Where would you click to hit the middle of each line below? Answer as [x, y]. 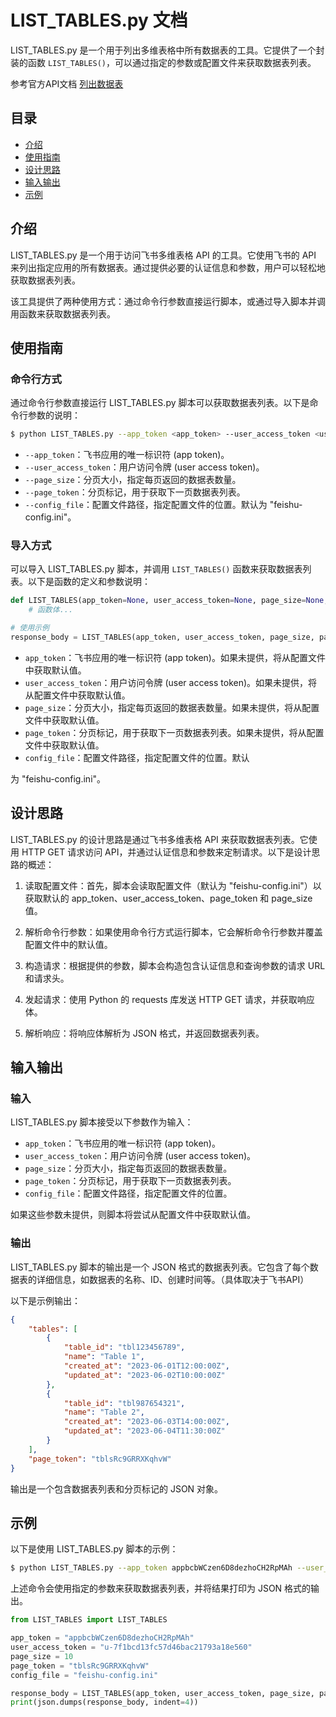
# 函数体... [51, 610]
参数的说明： [54, 415]
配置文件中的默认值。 [68, 944]
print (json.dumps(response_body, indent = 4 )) [104, 1702]
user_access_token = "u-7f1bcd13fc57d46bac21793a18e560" [131, 1647]
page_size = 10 [42, 1656]
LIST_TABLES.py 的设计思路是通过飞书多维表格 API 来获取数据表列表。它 [159, 839]
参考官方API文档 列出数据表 [67, 83]
